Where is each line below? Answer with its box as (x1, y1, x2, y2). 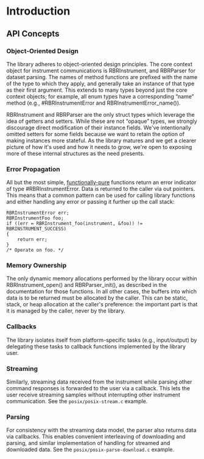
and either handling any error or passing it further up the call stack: (6, 198, 175, 205)
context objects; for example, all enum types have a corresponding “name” (6, 92, 194, 100)
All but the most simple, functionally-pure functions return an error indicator (6, 179, 197, 186)
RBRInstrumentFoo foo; (6, 215, 64, 221)
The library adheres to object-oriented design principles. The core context (6, 60, 193, 67)
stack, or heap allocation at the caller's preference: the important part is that (6, 301, 198, 308)
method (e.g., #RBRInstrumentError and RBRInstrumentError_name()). (6, 99, 181, 106)
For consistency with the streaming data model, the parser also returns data (6, 427, 197, 434)
